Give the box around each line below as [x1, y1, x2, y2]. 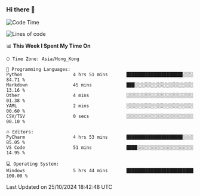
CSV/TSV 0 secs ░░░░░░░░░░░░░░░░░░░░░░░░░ [6, 113, 194, 120]
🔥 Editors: [6, 129, 34, 135]
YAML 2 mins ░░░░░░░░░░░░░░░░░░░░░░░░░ [6, 103, 194, 109]
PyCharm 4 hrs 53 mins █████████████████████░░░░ [6, 134, 194, 141]
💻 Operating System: [6, 161, 60, 167]
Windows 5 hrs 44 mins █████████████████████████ [6, 168, 194, 174]
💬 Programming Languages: [6, 67, 70, 73]
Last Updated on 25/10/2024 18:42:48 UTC [6, 183, 112, 191]
